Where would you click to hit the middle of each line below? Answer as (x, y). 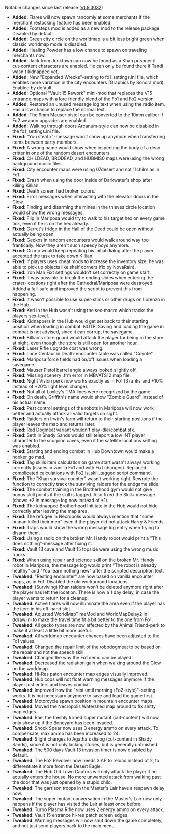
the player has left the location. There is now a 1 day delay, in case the (86, 592)
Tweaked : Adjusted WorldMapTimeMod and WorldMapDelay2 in (80, 614)
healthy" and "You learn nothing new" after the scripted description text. (88, 571)
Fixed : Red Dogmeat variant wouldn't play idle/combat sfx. (74, 430)
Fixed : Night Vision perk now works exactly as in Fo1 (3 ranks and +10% (88, 381)
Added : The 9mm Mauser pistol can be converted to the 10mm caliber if (88, 115)
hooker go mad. (29, 457)
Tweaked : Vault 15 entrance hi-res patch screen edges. (70, 815)
